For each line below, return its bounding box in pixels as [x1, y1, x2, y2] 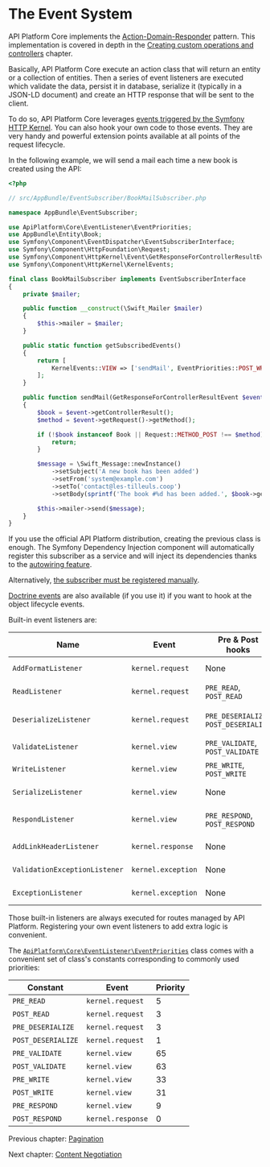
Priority [155, 982, 186, 993]
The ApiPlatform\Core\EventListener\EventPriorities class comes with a [8, 946, 255, 955]
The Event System [8, 5, 133, 23]
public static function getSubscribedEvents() [22, 341, 182, 350]
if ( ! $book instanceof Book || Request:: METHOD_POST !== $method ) [37, 430, 264, 439]
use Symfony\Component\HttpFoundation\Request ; [8, 246, 171, 254]
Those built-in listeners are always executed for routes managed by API [8, 913, 245, 923]
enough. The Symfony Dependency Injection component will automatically [8, 543, 255, 552]
